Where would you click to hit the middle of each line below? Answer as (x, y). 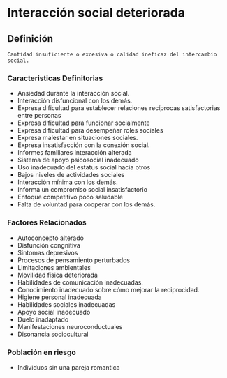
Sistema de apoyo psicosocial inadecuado (78, 160)
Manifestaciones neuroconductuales (70, 326)
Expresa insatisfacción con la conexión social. (83, 145)
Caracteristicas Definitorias (55, 78)
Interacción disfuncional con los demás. (75, 101)
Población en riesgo (42, 352)
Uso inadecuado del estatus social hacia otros (84, 167)
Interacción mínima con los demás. (67, 182)
